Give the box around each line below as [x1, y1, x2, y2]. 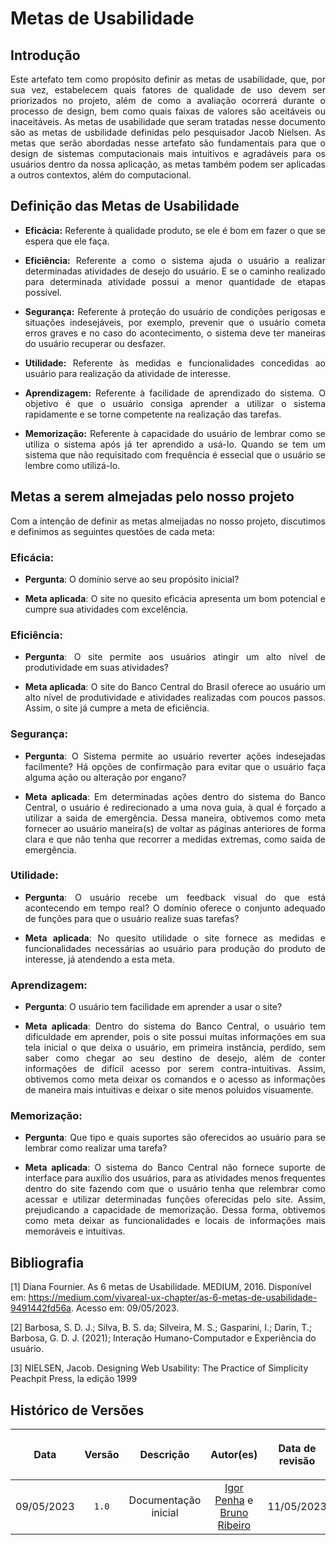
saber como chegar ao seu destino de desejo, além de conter [24, 1052, 326, 1064]
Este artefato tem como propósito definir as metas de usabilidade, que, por [10, 73, 326, 85]
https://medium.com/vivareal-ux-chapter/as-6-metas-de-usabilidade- [28, 1292, 318, 1304]
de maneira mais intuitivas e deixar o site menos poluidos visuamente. [24, 1084, 314, 1096]
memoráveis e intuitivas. [24, 1225, 126, 1237]
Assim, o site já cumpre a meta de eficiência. [24, 702, 210, 714]
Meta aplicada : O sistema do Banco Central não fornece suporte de [24, 1162, 326, 1174]
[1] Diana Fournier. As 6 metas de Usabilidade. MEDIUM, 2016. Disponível [10, 1281, 312, 1293]
